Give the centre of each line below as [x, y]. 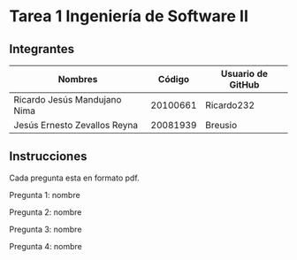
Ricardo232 [230, 105]
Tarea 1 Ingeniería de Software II [129, 16]
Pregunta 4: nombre [46, 246]
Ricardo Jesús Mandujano [68, 99]
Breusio [221, 125]
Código [174, 79]
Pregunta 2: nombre [46, 212]
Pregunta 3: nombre [46, 229]
